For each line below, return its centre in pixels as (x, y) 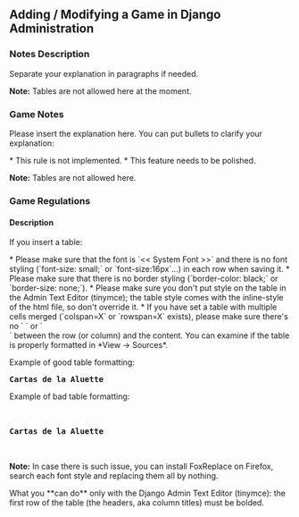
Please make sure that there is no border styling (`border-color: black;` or (144, 279)
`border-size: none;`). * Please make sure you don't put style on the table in (148, 288)
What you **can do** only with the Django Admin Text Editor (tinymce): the (148, 493)
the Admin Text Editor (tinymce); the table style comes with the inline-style (146, 298)
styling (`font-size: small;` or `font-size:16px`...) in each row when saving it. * (149, 269)
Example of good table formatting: (72, 362)
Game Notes (37, 114)
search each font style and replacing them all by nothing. (114, 476)
